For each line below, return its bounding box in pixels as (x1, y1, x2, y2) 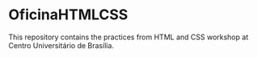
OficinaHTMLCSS (8, 6, 128, 24)
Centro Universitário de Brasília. (8, 40, 115, 50)
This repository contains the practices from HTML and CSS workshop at (8, 32, 249, 42)
